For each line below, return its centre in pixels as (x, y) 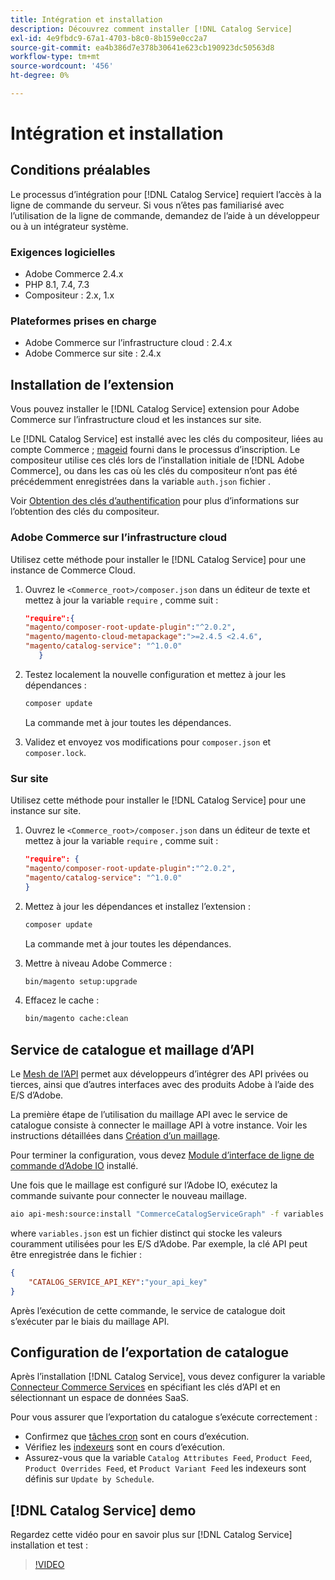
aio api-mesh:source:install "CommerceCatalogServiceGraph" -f (145, 1214)
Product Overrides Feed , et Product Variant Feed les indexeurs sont (165, 1468)
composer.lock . (55, 752)
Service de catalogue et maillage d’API (132, 1049)
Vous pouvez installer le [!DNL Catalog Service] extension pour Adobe (155, 409)
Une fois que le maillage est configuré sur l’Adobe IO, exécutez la (144, 1185)
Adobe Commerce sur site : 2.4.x (93, 353)
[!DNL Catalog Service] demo (103, 1510)
